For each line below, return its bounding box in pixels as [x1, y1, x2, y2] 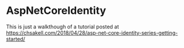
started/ [6, 35, 25, 42]
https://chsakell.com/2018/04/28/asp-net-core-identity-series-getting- [6, 29, 178, 36]
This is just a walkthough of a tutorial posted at [6, 23, 119, 30]
